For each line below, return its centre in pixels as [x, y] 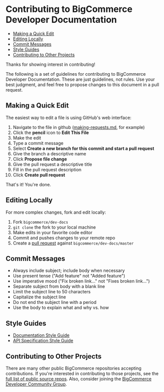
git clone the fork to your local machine [54, 227]
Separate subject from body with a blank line [59, 286]
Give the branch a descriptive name [49, 153]
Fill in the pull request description [47, 169]
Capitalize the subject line [39, 297]
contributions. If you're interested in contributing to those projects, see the [82, 374]
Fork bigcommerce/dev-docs [41, 222]
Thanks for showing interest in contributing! [51, 64]
